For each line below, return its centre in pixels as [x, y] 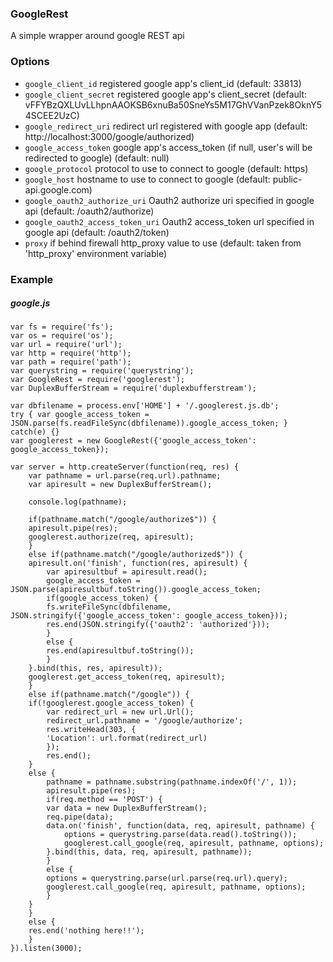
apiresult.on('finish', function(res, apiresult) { [138, 563]
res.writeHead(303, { [91, 730]
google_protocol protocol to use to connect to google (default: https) [166, 168]
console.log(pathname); [78, 502]
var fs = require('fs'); [62, 327]
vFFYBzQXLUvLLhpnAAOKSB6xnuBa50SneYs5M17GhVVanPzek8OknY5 [173, 104]
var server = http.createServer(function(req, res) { [125, 467]
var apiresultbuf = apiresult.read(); [127, 572]
